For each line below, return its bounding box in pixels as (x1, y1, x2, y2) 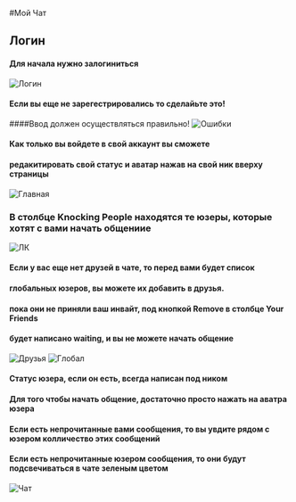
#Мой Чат (9, 8, 47, 18)
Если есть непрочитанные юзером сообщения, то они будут (9, 454, 247, 465)
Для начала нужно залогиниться (9, 58, 139, 69)
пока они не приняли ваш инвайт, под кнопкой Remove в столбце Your (9, 303, 284, 314)
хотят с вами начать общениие (9, 222, 152, 235)
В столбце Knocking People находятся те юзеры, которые (9, 210, 273, 223)
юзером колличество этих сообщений (9, 432, 160, 444)
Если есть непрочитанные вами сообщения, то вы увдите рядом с (9, 424, 270, 434)
